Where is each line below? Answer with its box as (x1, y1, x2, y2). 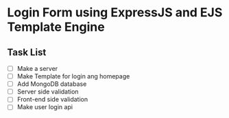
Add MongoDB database (16, 80, 87, 88)
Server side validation (16, 87, 79, 96)
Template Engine (7, 19, 105, 35)
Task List (7, 46, 47, 58)
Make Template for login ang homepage (16, 72, 130, 80)
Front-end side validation (16, 95, 88, 104)
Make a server (16, 65, 58, 72)
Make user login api (16, 103, 73, 111)
